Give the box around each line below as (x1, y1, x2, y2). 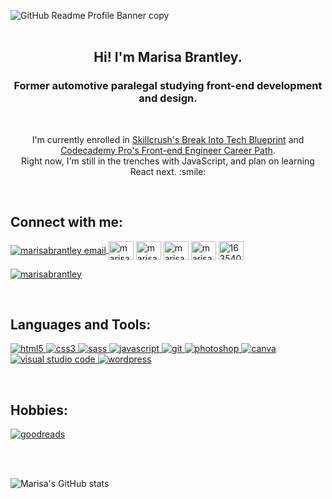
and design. (138, 91, 198, 105)
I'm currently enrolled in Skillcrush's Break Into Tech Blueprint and (31, 133, 305, 145)
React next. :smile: (129, 165, 207, 177)
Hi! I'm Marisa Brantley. (93, 49, 243, 66)
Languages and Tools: (10, 316, 152, 333)
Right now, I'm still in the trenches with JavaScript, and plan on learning (21, 155, 315, 167)
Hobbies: (10, 401, 69, 419)
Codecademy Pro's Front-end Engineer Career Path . (60, 144, 276, 156)
